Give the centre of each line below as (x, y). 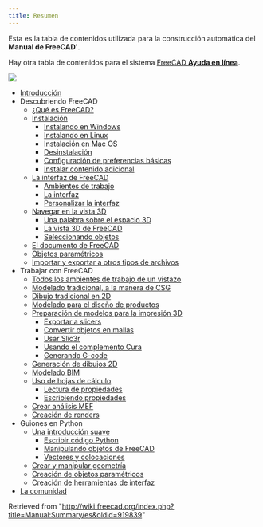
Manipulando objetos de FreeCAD (99, 448)
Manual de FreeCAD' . (44, 47)
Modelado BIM (56, 372)
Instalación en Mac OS (80, 144)
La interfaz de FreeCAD (70, 177)
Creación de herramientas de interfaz (93, 482)
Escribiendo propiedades (84, 397)
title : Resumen (33, 16)
